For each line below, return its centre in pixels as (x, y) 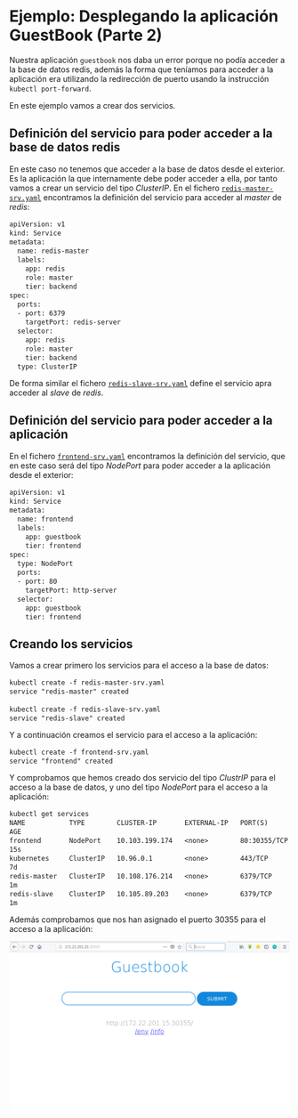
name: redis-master (53, 251)
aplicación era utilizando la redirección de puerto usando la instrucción (139, 78)
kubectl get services (49, 814)
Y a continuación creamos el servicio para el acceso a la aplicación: (133, 735)
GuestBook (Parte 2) (86, 35)
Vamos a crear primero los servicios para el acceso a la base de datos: (139, 666)
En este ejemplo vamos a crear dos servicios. (93, 105)
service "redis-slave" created (67, 718)
